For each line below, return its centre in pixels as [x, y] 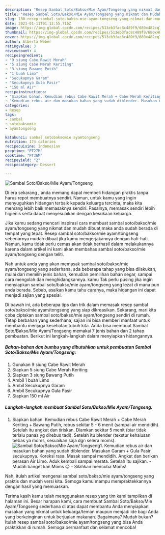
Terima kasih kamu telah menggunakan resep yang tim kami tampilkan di [79, 496]
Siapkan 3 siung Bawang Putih [43, 375]
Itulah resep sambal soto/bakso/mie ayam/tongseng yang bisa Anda [74, 522]
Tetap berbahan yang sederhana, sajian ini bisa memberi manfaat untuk [78, 320]
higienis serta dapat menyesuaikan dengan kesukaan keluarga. [69, 213]
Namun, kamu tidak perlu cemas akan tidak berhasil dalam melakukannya [79, 244]
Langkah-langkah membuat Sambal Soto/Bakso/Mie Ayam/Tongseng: [79, 407]
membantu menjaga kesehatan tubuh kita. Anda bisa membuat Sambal [77, 325]
